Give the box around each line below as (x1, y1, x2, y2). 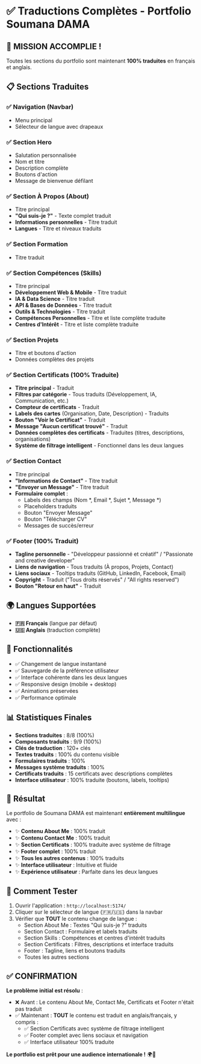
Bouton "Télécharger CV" (23, 515, 87, 523)
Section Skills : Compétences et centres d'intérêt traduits (23, 934, 165, 942)
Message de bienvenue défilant (14, 177, 93, 184)
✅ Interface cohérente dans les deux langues (14, 674, 128, 681)
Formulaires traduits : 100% (14, 757, 86, 764)
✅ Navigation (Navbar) (6, 103, 74, 111)
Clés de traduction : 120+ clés (14, 744, 91, 751)
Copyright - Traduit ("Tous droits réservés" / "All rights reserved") (14, 576, 179, 583)
